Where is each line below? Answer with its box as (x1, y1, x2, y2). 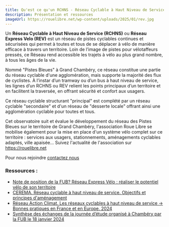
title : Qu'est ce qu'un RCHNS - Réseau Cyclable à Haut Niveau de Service (5, 7, 165, 13)
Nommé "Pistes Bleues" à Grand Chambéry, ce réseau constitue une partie (5, 67, 161, 73)
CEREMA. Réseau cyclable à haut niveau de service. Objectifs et (12, 189, 146, 195)
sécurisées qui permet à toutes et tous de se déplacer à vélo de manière (5, 41, 155, 47)
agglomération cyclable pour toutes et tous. (5, 108, 96, 115)
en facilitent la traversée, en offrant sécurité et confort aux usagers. (5, 88, 146, 94)
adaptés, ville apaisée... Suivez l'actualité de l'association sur (5, 140, 132, 146)
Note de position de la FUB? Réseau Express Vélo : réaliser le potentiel (12, 179, 158, 185)
